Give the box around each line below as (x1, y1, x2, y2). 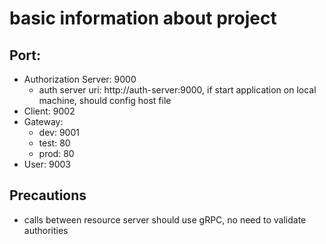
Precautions (9, 187, 87, 204)
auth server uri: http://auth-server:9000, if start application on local (38, 84, 317, 96)
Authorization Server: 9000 (23, 73, 137, 85)
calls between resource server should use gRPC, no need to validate (23, 213, 307, 226)
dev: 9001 (38, 127, 80, 138)
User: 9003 (23, 158, 72, 170)
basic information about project (9, 7, 277, 30)
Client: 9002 (23, 105, 76, 117)
